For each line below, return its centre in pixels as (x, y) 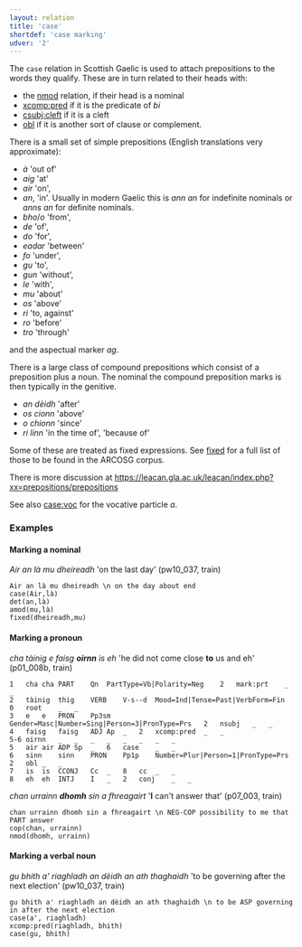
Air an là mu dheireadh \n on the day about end (103, 586)
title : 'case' (36, 26)
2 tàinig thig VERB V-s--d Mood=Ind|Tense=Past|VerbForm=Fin (147, 700)
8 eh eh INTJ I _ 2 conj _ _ (101, 779)
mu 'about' (42, 294)
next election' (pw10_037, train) (67, 886)
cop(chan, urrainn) (46, 828)
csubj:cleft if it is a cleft (66, 115)
